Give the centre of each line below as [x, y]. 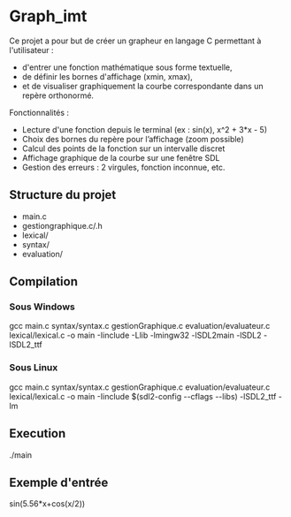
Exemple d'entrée [59, 482]
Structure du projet [63, 195]
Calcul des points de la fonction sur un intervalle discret [123, 148]
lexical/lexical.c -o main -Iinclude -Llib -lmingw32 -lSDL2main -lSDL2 [136, 335]
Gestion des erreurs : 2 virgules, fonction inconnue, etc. [123, 167]
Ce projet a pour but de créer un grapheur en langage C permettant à [135, 41]
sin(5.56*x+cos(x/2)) [47, 504]
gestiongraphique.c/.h [62, 225]
